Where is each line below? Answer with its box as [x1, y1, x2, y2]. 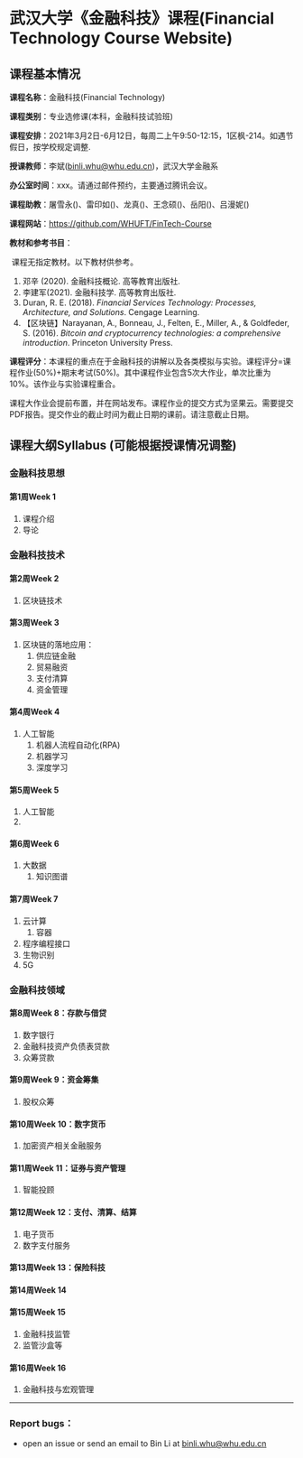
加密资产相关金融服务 [22, 1140, 102, 1151]
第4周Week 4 [9, 706, 60, 718]
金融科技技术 [9, 549, 66, 562]
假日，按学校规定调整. [9, 142, 92, 152]
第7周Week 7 [9, 894, 59, 905]
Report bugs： [9, 1417, 74, 1430]
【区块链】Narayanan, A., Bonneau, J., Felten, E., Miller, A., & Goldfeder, [22, 318, 290, 328]
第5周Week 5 [9, 785, 60, 795]
